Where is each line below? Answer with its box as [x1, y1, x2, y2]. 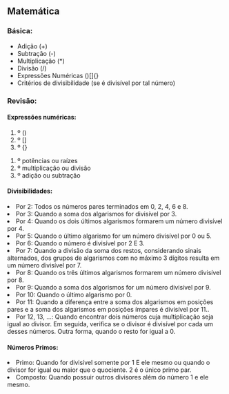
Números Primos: [7, 343, 59, 351]
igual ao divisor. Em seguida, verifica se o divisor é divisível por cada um [7, 320, 214, 328]
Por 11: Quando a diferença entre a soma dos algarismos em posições [16, 298, 214, 306]
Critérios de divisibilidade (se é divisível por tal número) [17, 79, 176, 87]
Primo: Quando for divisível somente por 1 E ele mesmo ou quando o [16, 359, 210, 367]
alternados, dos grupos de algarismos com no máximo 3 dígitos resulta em [7, 254, 220, 262]
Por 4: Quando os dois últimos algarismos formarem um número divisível [16, 217, 223, 225]
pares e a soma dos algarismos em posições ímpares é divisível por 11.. [7, 306, 210, 314]
